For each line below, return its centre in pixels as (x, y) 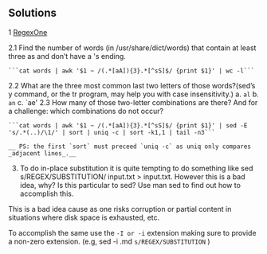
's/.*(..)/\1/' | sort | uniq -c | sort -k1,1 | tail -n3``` (112, 132)
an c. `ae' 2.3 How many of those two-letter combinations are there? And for (133, 102)
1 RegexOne (28, 32)
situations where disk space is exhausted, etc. (84, 217)
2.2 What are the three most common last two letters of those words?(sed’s (132, 85)
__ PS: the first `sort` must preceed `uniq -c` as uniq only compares (130, 147)
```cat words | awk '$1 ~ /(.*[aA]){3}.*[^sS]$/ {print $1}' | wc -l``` (132, 71)
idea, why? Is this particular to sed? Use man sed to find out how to (130, 185)
